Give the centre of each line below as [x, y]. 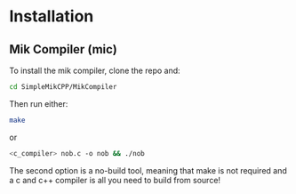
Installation [52, 16]
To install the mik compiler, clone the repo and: [95, 70]
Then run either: [39, 103]
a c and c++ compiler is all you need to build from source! [115, 180]
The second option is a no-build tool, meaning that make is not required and [148, 170]
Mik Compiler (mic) [63, 49]
